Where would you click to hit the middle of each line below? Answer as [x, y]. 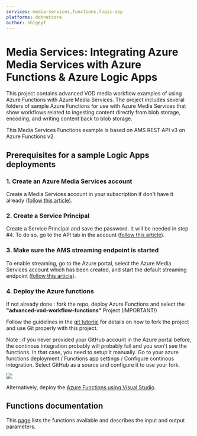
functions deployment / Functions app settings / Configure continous [90, 358]
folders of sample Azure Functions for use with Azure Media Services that [96, 106]
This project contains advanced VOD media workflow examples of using [94, 94]
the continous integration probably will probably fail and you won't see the [97, 346]
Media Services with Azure [74, 64]
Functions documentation [55, 406]
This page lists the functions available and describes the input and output [96, 420]
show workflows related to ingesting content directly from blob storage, [93, 113]
